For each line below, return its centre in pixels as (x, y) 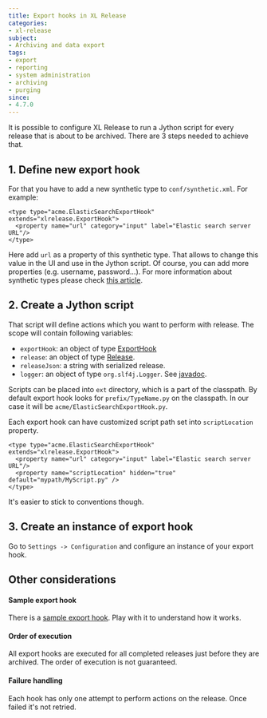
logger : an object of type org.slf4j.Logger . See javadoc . (113, 374)
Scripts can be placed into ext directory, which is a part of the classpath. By (133, 389)
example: (23, 197)
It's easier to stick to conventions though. (76, 502)
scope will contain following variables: (71, 333)
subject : (23, 38)
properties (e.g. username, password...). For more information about (120, 272)
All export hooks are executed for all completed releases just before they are (134, 654)
